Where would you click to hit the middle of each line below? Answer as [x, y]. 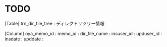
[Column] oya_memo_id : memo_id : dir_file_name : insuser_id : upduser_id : [83, 33]
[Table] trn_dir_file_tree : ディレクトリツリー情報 [54, 23]
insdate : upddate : [24, 39]
